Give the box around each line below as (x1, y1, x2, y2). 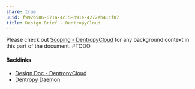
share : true (6, 8, 36, 15)
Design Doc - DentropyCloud (14, 69, 87, 76)
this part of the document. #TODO (6, 42, 91, 50)
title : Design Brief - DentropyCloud (6, 20, 101, 26)
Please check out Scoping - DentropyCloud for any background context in (6, 36, 190, 44)
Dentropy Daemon (14, 76, 61, 83)
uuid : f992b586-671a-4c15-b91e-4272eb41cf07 (6, 14, 119, 20)
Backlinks (6, 56, 32, 63)
